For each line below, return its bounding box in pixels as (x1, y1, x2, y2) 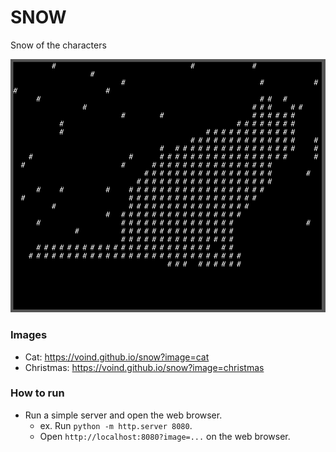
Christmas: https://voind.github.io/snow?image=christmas (24, 361, 265, 373)
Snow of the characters (10, 39, 107, 51)
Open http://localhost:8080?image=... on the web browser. (39, 430, 291, 442)
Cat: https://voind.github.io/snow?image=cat (24, 351, 210, 363)
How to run (10, 386, 65, 400)
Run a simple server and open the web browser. (24, 409, 223, 421)
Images (10, 328, 48, 342)
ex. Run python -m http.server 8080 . (39, 419, 193, 431)
